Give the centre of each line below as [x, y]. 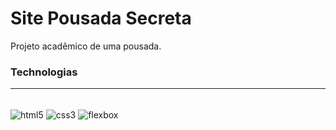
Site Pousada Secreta [101, 18]
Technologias [44, 72]
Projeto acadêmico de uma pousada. [86, 46]
